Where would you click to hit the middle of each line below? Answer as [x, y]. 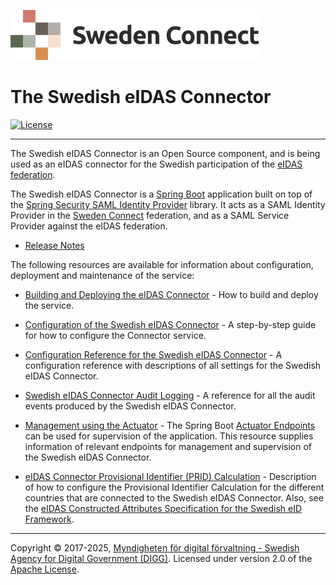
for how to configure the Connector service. [115, 335]
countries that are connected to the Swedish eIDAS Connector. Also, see [174, 497]
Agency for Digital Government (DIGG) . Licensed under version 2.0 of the [161, 558]
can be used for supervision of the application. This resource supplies [169, 436]
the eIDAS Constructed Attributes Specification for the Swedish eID [163, 508]
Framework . [49, 519]
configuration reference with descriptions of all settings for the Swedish [173, 365]
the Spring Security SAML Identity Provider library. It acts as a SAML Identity [168, 204]
